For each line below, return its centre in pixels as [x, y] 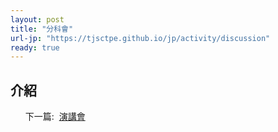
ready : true [35, 47]
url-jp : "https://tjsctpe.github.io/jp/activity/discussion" [140, 38]
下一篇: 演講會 [55, 117]
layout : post [37, 19]
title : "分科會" [42, 29]
